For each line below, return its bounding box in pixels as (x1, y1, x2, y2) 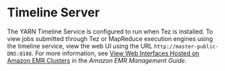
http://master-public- (154, 43, 219, 50)
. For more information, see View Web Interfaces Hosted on (32, 49, 200, 57)
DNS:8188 (7, 50, 32, 57)
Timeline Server (7, 5, 100, 20)
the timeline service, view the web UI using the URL (7, 42, 153, 50)
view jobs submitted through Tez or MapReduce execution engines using (7, 34, 213, 42)
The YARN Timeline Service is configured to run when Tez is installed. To (7, 27, 213, 35)
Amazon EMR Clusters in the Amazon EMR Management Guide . (7, 56, 187, 64)
